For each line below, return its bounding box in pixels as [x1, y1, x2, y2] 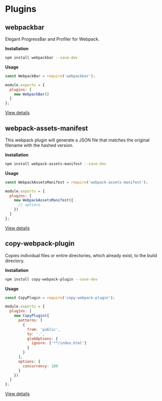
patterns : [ [18, 318, 43, 323]
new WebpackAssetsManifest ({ [14, 198, 74, 203]
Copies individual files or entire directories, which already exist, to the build [5, 252, 157, 258]
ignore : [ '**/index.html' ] [31, 341, 87, 346]
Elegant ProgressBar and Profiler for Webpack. [5, 36, 100, 42]
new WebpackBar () [14, 92, 50, 97]
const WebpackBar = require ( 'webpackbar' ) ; [5, 73, 96, 78]
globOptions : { [27, 336, 58, 341]
